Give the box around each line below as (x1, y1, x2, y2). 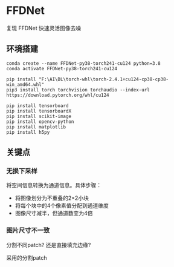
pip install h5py (6, 129, 50, 135)
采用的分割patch (6, 254, 47, 261)
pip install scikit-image (6, 113, 71, 119)
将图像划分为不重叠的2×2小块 (14, 194, 89, 202)
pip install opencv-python (6, 119, 74, 125)
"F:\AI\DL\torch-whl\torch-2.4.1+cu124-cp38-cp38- (38, 76, 169, 82)
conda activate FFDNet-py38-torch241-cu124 (6, 65, 118, 71)
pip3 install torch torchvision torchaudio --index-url (6, 87, 150, 93)
